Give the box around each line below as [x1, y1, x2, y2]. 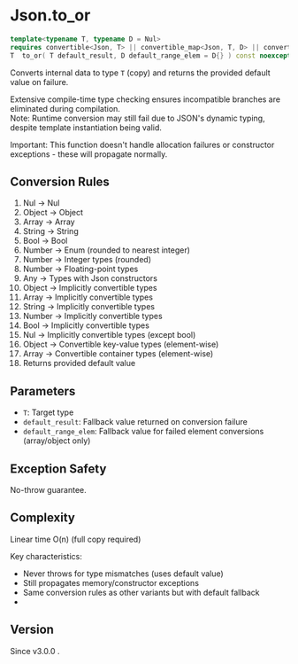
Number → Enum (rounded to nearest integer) [22, 245, 191, 255]
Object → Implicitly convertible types [22, 283, 157, 293]
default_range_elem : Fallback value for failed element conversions [22, 426, 264, 437]
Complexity [10, 511, 76, 526]
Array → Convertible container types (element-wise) [22, 348, 214, 359]
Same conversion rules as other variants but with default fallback [22, 587, 260, 598]
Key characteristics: [10, 551, 82, 561]
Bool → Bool [22, 236, 68, 246]
